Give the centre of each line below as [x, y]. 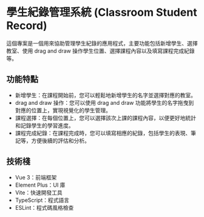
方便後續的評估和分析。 [60, 141]
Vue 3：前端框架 [36, 177]
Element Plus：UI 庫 [40, 185]
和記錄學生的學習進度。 [44, 125]
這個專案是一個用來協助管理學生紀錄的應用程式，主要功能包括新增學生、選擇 [102, 43]
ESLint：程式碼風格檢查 [44, 207]
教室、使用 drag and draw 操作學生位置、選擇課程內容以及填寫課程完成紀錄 [100, 51]
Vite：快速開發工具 [39, 192]
